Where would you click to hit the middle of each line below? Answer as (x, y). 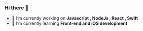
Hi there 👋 (17, 8)
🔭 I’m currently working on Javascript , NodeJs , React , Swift (75, 18)
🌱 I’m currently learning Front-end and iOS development (70, 23)
